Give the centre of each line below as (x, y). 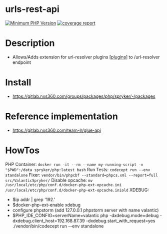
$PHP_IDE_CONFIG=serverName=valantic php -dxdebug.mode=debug (85, 215)
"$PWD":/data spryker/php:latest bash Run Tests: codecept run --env (78, 169)
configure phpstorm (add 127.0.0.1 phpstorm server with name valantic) (85, 210)
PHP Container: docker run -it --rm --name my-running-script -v (74, 164)
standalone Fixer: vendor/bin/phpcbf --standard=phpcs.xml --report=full (82, 175)
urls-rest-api (32, 9)
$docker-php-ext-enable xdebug (46, 205)
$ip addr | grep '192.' (34, 199)
